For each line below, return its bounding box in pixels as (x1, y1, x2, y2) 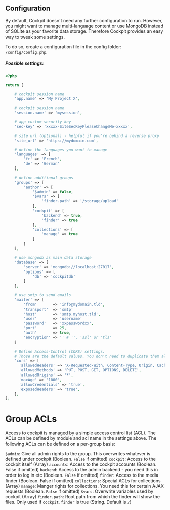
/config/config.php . (5, 49, 48, 55)
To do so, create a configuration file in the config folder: (5, 43, 122, 50)
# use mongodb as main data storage (14, 255, 92, 260)
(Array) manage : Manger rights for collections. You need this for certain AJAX (5, 483, 164, 489)
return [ (5, 82, 24, 88)
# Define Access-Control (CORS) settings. (14, 349, 105, 354)
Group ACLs (5, 413, 57, 425)
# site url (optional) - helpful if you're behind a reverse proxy (14, 133, 159, 139)
